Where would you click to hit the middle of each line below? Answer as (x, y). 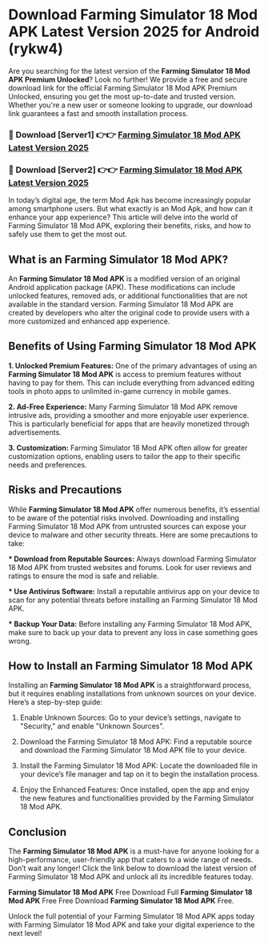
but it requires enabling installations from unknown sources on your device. (132, 693)
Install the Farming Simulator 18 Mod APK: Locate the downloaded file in (139, 765)
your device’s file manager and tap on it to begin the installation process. (140, 774)
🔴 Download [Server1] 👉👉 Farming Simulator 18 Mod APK (125, 135)
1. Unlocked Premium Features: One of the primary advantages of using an (133, 365)
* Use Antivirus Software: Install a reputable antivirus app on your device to (134, 591)
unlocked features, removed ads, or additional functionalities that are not (128, 295)
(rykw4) (36, 49)
